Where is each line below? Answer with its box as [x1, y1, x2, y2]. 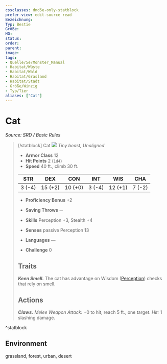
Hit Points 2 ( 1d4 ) [25, 158, 62, 164]
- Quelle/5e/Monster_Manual [5, 60, 65, 65]
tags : [5, 55, 17, 60]
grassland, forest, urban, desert [5, 353, 72, 359]
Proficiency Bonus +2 [25, 197, 73, 203]
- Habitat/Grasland [5, 74, 47, 79]
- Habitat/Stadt [5, 79, 40, 84]
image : [5, 50, 19, 55]
